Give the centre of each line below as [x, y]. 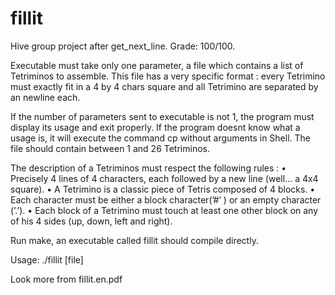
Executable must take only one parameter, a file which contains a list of [157, 65]
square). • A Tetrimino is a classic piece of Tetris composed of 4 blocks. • [163, 189]
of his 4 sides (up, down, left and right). [91, 221]
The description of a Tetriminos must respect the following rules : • [148, 168]
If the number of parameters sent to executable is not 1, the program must [162, 116]
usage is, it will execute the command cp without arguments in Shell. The [161, 138]
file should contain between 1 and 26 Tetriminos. [110, 148]
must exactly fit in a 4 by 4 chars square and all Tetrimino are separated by [164, 86]
